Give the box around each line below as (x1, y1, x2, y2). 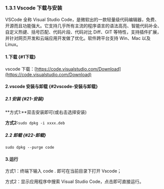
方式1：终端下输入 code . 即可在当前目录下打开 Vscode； (5, 168, 122, 174)
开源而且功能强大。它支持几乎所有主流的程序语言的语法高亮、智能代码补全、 (5, 23, 162, 29)
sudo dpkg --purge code (5, 145, 55, 150)
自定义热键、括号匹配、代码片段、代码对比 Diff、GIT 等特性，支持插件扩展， (5, 29, 162, 35)
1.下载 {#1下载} (5, 54, 36, 60)
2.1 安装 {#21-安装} (5, 95, 44, 101)
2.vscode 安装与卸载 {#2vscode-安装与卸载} (5, 84, 98, 90)
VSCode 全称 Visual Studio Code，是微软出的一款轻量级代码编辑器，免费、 (5, 16, 160, 23)
